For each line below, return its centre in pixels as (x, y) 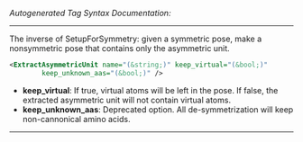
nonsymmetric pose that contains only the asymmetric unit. (119, 48)
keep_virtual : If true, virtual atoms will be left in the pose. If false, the (150, 90)
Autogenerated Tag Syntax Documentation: (90, 13)
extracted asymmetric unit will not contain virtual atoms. (127, 100)
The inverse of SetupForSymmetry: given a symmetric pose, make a (136, 39)
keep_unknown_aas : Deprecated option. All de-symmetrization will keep (158, 109)
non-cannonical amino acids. (76, 119)
